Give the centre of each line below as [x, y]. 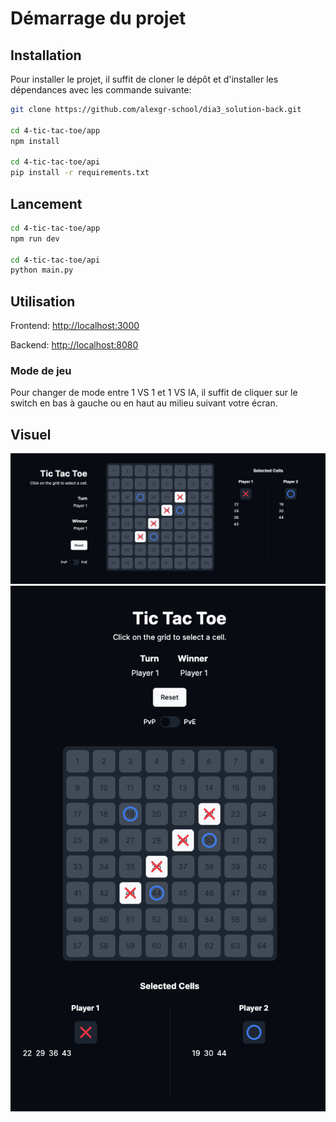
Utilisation [43, 301]
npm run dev [35, 238]
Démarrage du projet [98, 18]
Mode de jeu [41, 371]
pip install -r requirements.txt [80, 173]
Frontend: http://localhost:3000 [75, 326]
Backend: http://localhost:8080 [74, 345]
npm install [35, 141]
